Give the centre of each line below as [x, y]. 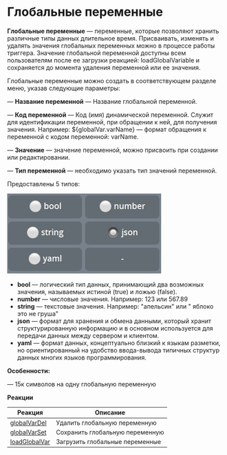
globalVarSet [28, 432]
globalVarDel [28, 423]
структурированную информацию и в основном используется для [115, 328]
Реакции [20, 397]
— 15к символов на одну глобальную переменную [82, 384]
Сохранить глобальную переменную [110, 432]
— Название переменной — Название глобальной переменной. [102, 101]
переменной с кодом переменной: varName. [73, 136]
